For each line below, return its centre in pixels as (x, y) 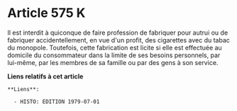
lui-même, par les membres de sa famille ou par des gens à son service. (113, 62)
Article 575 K (46, 13)
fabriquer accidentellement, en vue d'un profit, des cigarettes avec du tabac (119, 40)
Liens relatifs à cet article (45, 76)
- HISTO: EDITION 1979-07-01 (57, 101)
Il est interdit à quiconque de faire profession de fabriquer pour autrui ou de (118, 33)
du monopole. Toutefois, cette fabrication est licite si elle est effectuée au (115, 47)
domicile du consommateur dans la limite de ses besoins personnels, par (114, 55)
